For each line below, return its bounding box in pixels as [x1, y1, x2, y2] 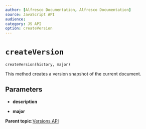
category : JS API [5, 21, 42, 26]
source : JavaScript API [5, 12, 55, 17]
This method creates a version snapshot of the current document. [5, 71, 141, 77]
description [12, 98, 38, 104]
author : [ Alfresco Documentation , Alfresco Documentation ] [5, 7, 131, 12]
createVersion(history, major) [5, 62, 71, 67]
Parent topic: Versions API [5, 118, 59, 124]
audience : [5, 16, 26, 21]
